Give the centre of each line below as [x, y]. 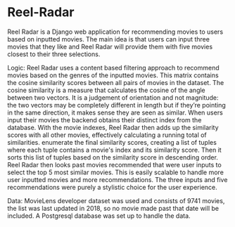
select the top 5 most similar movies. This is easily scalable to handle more [115, 172]
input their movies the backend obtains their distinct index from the [104, 119]
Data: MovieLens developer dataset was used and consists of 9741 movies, [116, 200]
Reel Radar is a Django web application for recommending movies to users [115, 32]
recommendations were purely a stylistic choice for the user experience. [113, 187]
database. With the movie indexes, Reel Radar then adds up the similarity [113, 127]
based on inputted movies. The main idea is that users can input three [108, 39]
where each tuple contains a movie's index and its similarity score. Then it [114, 150]
